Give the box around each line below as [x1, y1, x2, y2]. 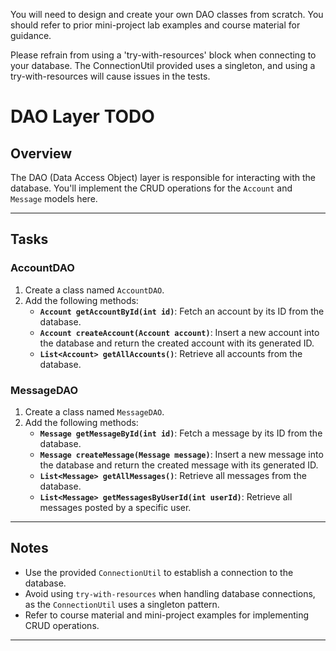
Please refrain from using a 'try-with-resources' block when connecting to [10, 49, 317, 61]
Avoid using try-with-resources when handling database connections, [24, 587, 316, 599]
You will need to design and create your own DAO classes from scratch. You [10, 9, 324, 20]
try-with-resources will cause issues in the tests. [10, 70, 211, 82]
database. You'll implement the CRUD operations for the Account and [10, 182, 293, 194]
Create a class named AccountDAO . [24, 284, 165, 296]
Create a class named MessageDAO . [24, 405, 165, 418]
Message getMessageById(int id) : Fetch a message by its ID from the [39, 427, 323, 439]
